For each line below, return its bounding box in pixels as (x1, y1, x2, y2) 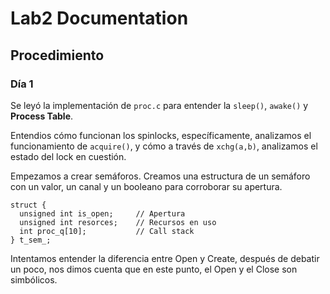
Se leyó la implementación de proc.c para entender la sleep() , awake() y (10, 99, 309, 111)
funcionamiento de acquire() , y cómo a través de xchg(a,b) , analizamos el (10, 140, 318, 152)
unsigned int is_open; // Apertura (19, 208, 186, 219)
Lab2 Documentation (10, 7, 189, 30)
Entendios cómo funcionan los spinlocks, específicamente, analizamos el (10, 129, 312, 141)
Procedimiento (10, 47, 105, 64)
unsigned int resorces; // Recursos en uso (19, 217, 217, 227)
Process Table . (10, 110, 74, 122)
